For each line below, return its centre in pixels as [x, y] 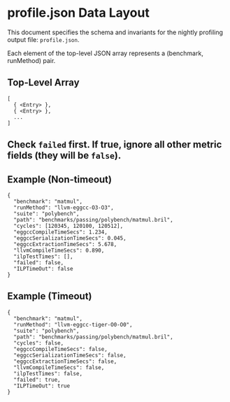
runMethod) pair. [31, 60]
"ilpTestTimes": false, [48, 373]
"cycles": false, [39, 343]
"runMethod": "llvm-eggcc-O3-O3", [64, 208]
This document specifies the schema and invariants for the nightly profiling [115, 32]
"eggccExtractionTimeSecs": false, [65, 361]
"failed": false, [39, 263]
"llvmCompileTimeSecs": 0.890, [59, 250]
